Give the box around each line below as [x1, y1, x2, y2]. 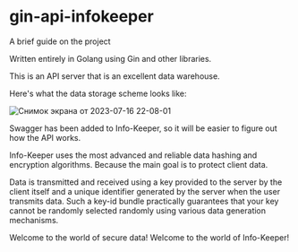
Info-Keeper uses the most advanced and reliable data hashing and [9, 150, 258, 161]
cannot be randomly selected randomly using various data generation [9, 204, 267, 216]
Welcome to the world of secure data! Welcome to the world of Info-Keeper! [9, 231, 289, 243]
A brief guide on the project [9, 36, 111, 47]
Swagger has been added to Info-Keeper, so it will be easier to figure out [9, 123, 277, 134]
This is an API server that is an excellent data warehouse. [9, 70, 221, 82]
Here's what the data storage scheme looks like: [9, 88, 187, 99]
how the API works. [9, 132, 81, 143]
